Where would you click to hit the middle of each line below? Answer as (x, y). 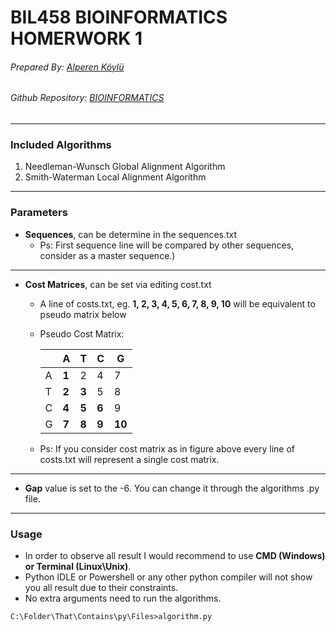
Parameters (39, 213)
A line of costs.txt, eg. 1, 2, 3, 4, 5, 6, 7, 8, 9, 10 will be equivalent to (177, 303)
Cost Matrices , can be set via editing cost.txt (118, 284)
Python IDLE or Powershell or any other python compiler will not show (168, 577)
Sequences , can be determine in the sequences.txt (131, 234)
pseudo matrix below (83, 314)
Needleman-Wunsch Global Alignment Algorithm (125, 167)
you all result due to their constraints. (101, 587)
